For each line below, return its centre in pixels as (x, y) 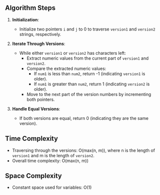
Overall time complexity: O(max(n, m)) (50, 161)
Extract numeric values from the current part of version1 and (88, 58)
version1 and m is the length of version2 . (53, 155)
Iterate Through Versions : (39, 44)
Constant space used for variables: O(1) (52, 187)
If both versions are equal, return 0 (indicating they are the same (84, 118)
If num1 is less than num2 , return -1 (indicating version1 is (89, 73)
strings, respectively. (40, 34)
